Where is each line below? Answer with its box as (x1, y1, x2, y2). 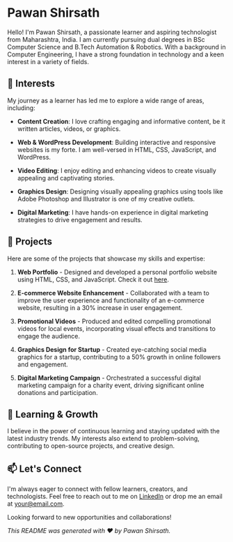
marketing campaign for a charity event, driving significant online (17, 381, 204, 389)
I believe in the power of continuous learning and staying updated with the (7, 427, 220, 435)
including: (7, 103, 36, 112)
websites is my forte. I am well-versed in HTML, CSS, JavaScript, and (17, 145, 217, 154)
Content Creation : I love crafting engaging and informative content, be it (17, 117, 226, 125)
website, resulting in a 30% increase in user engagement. (17, 303, 183, 311)
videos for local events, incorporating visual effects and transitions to (17, 324, 216, 332)
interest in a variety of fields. (7, 57, 89, 65)
